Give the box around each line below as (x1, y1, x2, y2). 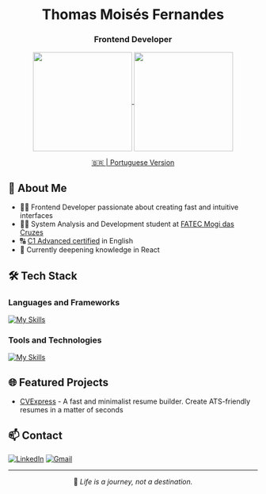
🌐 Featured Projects (8, 375, 109, 389)
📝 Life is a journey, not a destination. (73, 477, 193, 486)
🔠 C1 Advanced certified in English (19, 236, 134, 246)
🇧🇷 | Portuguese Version (91, 158, 175, 167)
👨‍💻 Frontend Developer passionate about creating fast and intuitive (19, 202, 239, 212)
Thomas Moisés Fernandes (42, 6, 224, 24)
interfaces (19, 211, 53, 220)
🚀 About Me (8, 181, 67, 195)
